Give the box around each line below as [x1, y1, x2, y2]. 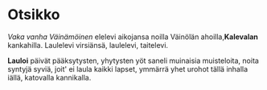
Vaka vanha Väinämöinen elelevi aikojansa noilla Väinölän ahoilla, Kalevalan [7, 32, 259, 41]
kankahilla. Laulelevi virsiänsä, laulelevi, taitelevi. [7, 40, 169, 49]
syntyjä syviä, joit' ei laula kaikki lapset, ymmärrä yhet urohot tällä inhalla [7, 64, 249, 73]
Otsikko [7, 6, 60, 24]
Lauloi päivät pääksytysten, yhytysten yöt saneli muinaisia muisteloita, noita [7, 56, 259, 65]
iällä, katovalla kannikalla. [7, 72, 92, 82]
